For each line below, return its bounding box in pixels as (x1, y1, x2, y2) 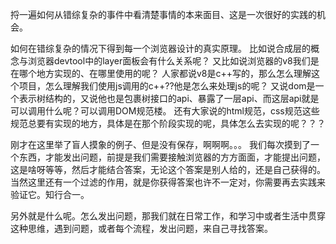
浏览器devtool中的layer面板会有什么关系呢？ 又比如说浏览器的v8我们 (27, 55, 311, 67)
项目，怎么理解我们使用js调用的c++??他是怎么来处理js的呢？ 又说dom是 (18, 80, 316, 92)
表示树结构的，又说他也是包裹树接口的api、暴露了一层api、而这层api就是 (18, 93, 320, 104)
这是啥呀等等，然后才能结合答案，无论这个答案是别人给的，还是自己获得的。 (10, 164, 326, 175)
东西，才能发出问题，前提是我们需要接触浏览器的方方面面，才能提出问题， (18, 151, 326, 163)
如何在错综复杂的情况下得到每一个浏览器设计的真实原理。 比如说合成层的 (10, 43, 311, 54)
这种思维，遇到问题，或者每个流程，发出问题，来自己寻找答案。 (10, 223, 273, 234)
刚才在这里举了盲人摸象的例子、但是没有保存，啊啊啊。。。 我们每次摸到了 (10, 139, 311, 150)
